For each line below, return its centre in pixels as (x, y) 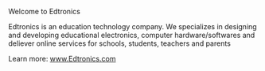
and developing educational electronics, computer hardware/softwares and (132, 35)
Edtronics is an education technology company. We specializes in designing (132, 26)
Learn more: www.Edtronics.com (62, 59)
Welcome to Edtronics (45, 11)
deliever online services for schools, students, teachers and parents (119, 43)
